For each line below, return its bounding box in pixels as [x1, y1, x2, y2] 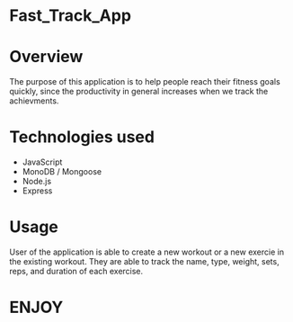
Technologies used [9, 127, 155, 148]
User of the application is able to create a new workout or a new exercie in [9, 246, 285, 257]
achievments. [9, 95, 59, 106]
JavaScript [22, 157, 63, 167]
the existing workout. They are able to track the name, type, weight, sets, [9, 256, 280, 266]
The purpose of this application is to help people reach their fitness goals [9, 76, 280, 87]
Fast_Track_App [9, 5, 132, 26]
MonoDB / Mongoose [22, 166, 102, 177]
